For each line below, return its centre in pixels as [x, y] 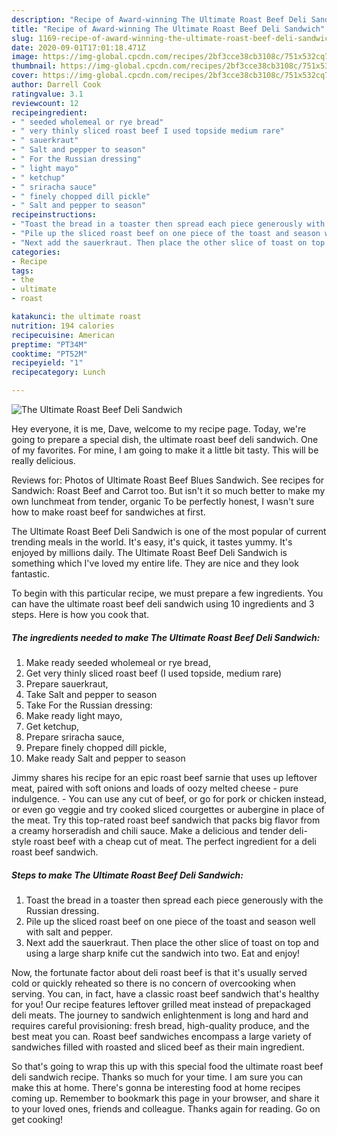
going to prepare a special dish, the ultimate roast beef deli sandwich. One [165, 439]
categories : [36, 252]
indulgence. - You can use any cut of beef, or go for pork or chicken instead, [169, 798]
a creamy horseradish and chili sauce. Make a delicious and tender [149, 830]
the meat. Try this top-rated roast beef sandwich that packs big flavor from [166, 820]
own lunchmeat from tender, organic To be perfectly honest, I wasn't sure [163, 501]
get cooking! [37, 1119]
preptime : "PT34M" [49, 344]
